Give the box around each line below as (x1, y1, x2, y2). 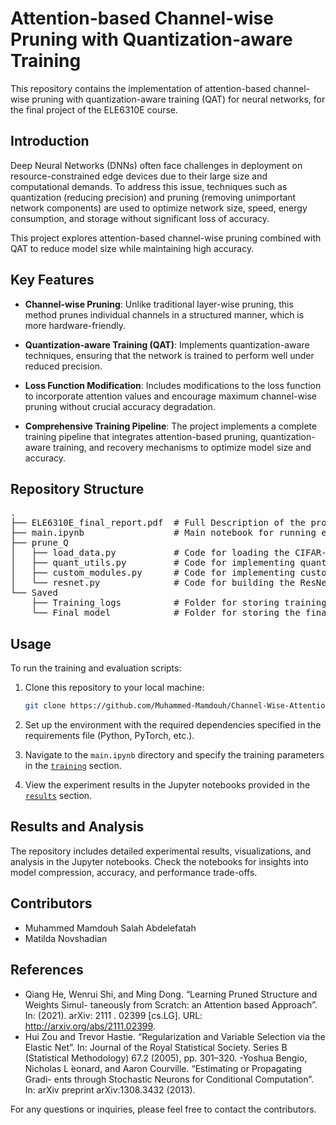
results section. (24, 790, 93, 802)
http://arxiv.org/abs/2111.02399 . (24, 1020, 156, 1032)
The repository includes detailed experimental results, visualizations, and (10, 845, 312, 857)
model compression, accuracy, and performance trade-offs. (10, 866, 258, 878)
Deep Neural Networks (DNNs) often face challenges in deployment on (10, 159, 303, 171)
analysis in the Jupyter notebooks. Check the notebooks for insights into (10, 855, 309, 867)
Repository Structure (10, 480, 145, 497)
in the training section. (24, 760, 122, 772)
